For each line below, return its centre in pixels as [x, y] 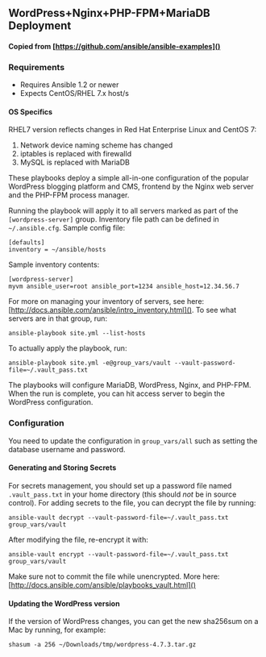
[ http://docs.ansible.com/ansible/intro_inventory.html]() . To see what [123, 310]
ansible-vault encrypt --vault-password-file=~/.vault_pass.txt [118, 554]
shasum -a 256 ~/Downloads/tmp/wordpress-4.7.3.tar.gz [102, 645]
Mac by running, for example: [57, 630]
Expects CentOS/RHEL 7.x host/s [74, 94]
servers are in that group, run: [58, 318]
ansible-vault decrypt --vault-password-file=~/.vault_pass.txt [118, 518]
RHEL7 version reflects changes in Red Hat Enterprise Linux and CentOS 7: [133, 130]
